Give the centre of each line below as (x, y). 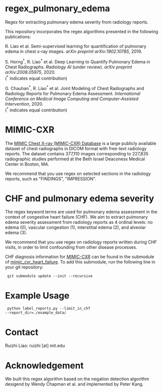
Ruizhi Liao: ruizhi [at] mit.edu (35, 346)
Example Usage (37, 295)
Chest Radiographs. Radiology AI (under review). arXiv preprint (69, 67)
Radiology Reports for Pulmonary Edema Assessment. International (73, 93)
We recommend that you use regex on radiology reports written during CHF (81, 242)
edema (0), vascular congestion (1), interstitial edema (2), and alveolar (76, 227)
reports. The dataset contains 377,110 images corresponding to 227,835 (77, 153)
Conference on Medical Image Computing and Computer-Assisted (72, 99)
